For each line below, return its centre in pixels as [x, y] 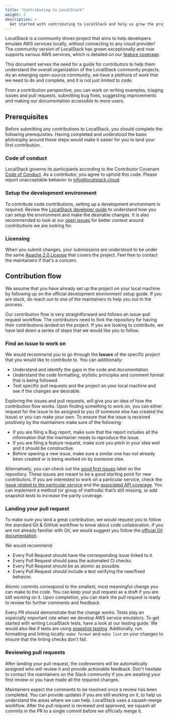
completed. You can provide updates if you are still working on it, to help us [83, 695]
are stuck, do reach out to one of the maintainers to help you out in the [78, 299]
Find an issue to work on [36, 343]
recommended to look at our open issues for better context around [74, 220]
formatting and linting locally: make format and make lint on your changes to [84, 634]
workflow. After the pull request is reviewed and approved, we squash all [80, 705]
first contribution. [23, 145]
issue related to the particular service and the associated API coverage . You [84, 485]
